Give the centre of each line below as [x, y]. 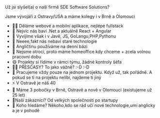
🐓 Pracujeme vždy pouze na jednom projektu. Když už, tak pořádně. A [82, 72]
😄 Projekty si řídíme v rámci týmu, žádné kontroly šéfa [67, 62]
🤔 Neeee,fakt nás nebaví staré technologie [55, 41]
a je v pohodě [26, 110]
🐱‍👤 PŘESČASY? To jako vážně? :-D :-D [51, 67]
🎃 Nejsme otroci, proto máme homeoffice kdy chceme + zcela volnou [81, 51]
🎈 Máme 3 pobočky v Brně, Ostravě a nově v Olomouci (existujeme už [82, 90]
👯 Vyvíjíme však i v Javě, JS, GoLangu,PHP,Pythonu [64, 36]
